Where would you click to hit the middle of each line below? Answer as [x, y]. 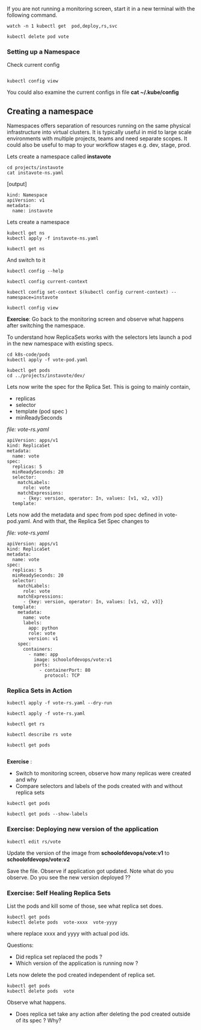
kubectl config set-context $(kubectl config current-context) [88, 292]
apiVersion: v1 [26, 200]
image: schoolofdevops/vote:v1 [73, 660]
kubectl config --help [35, 271]
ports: [42, 665]
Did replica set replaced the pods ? [59, 957]
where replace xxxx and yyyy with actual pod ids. [68, 933]
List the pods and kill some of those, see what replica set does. [85, 906]
